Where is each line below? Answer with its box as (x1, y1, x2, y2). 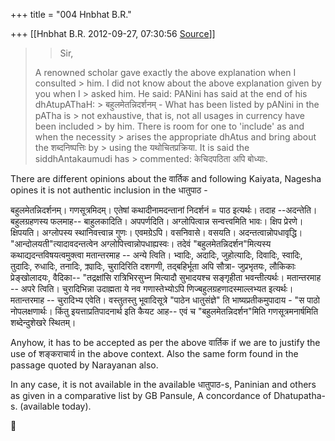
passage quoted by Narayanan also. (10, 359, 159, 371)
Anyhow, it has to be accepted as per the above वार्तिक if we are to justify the (10, 337, 321, 348)
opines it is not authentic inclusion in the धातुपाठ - (10, 184, 208, 196)
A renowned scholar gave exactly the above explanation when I (34, 67, 297, 78)
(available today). (19, 400, 92, 412)
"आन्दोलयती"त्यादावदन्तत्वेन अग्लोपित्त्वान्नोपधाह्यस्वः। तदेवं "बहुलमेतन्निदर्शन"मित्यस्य (10, 238, 272, 249)
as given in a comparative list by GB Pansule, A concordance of (10, 390, 272, 401)
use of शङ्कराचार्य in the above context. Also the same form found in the (10, 348, 299, 359)
